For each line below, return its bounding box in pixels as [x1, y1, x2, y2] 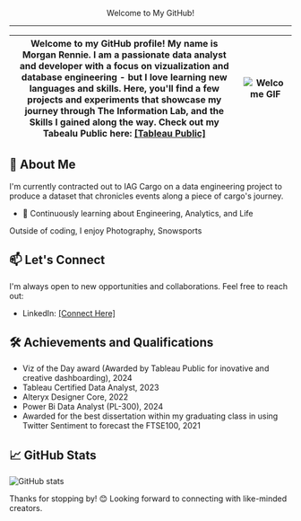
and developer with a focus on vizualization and [19, 60, 230, 72]
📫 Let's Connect [9, 252, 106, 268]
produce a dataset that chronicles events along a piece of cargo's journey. [9, 190, 284, 201]
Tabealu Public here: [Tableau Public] [43, 128, 206, 139]
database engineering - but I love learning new [21, 71, 228, 84]
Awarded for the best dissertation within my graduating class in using [21, 411, 279, 421]
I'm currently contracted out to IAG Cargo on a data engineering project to [9, 181, 282, 191]
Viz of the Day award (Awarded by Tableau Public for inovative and [21, 363, 270, 374]
